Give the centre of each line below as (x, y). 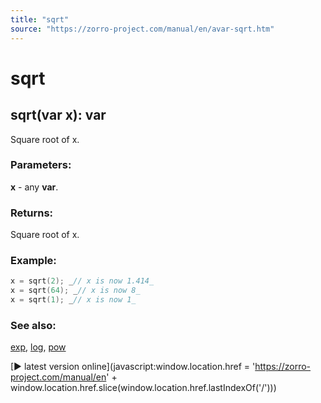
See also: (33, 325)
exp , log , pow (38, 347)
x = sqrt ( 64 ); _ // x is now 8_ (75, 291)
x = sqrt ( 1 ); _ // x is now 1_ (73, 300)
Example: (33, 261)
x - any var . (34, 187)
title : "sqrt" (40, 19)
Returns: (32, 213)
